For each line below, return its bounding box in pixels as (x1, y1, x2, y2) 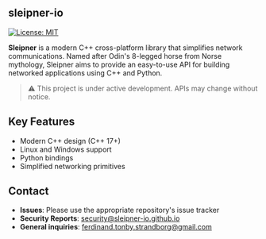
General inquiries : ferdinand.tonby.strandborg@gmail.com (19, 222, 212, 232)
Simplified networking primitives (19, 161, 125, 171)
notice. (27, 91, 51, 102)
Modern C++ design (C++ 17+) (19, 136, 121, 145)
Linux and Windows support (19, 145, 113, 154)
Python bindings (19, 152, 74, 162)
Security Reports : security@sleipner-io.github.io (19, 214, 180, 223)
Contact (8, 184, 49, 198)
